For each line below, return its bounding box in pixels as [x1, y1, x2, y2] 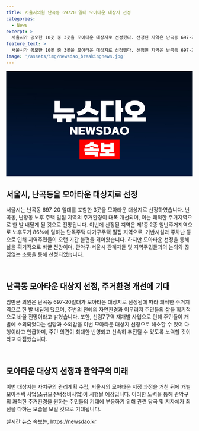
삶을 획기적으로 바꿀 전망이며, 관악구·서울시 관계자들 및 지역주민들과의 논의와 [6, 244, 184, 251]
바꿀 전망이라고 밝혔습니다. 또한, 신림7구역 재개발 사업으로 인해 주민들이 [17, 313, 183, 320]
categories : [6, 15, 36, 22]
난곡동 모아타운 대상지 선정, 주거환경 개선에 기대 [6, 281, 170, 291]
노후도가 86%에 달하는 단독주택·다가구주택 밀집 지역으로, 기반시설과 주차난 [12, 229, 185, 236]
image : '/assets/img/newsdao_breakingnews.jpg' [6, 54, 126, 59]
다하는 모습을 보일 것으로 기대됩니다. [17, 405, 101, 413]
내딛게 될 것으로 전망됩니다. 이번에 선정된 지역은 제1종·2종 [24, 221, 158, 228]
